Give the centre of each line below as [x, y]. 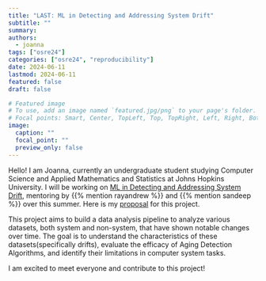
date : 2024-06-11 [37, 67]
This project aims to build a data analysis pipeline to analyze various [120, 219]
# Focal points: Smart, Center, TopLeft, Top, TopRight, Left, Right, [127, 118]
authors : [23, 38]
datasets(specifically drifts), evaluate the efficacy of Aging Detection [120, 244]
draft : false [30, 89]
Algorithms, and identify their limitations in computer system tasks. [117, 253]
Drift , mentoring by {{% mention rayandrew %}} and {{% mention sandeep [130, 196]
